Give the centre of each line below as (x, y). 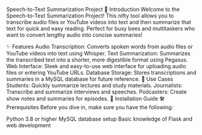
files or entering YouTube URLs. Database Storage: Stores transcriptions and (101, 73)
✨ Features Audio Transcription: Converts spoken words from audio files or (99, 46)
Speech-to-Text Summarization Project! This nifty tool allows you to (90, 16)
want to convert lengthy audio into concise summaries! (74, 35)
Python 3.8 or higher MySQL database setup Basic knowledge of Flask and (99, 119)
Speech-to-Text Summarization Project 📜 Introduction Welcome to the (93, 9)
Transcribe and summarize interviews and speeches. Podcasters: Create (96, 92)
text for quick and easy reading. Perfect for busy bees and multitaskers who (101, 28)
